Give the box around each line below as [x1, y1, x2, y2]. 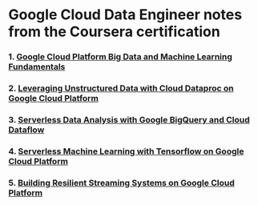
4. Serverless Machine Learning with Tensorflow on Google [8, 146, 244, 157]
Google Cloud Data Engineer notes [8, 6, 243, 24]
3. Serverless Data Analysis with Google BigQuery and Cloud [8, 114, 250, 125]
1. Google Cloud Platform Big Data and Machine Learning [8, 51, 232, 62]
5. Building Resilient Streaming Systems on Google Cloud [8, 177, 235, 188]
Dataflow [8, 124, 45, 135]
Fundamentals [8, 62, 66, 73]
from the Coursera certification [8, 22, 220, 41]
